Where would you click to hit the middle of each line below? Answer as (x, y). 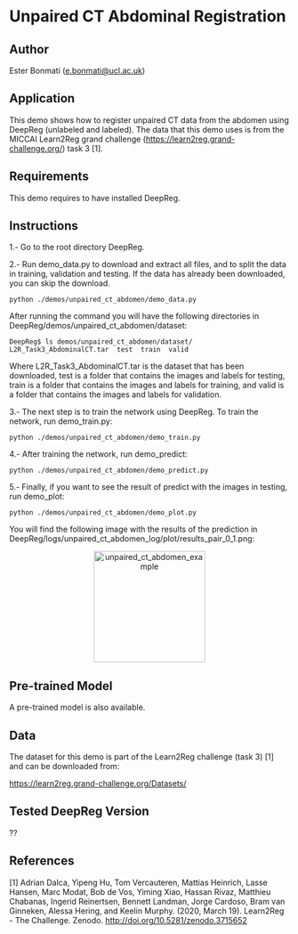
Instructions (44, 226)
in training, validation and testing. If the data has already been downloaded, (147, 274)
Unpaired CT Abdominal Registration (148, 16)
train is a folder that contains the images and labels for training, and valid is (147, 386)
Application (42, 98)
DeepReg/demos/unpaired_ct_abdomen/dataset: (98, 326)
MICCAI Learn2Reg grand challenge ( (78, 139)
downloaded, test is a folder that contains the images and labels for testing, (147, 376)
